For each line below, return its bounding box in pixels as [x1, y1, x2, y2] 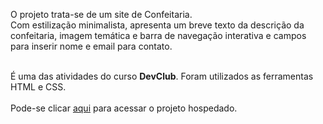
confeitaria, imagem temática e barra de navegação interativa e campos [10, 30, 307, 41]
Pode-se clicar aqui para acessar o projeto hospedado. [10, 102, 238, 114]
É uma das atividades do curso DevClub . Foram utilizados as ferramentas [10, 70, 314, 82]
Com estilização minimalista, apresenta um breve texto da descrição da [10, 19, 305, 31]
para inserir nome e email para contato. [10, 40, 173, 52]
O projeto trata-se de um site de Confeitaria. [10, 9, 193, 20]
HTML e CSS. [10, 81, 67, 93]
